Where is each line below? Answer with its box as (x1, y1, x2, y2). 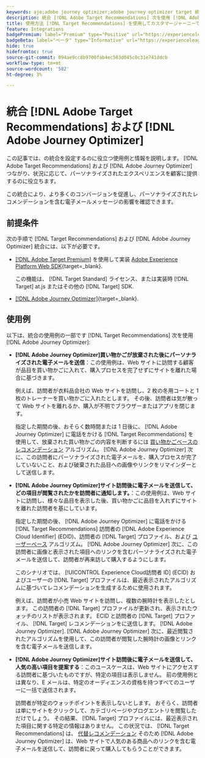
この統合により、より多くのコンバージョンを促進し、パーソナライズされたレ (6, 191, 198, 198)
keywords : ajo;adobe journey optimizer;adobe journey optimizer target (6, 9, 192, 15)
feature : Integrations (6, 26, 64, 32)
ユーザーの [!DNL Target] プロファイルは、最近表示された (26, 576, 170, 583)
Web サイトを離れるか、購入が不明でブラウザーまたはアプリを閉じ (22, 402, 190, 409)
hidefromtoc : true (6, 49, 53, 55)
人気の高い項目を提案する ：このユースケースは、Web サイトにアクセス (15, 663, 193, 671)
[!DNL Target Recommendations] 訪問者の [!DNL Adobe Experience (15, 525, 185, 532)
